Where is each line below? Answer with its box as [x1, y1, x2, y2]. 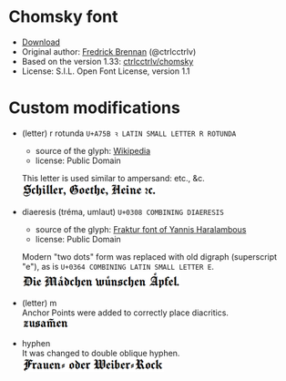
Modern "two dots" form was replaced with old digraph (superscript [21, 251, 278, 262]
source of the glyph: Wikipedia [35, 145, 151, 156]
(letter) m [21, 297, 57, 308]
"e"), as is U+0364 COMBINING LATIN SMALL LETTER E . [21, 261, 215, 272]
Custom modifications [8, 98, 181, 118]
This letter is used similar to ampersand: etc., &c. [21, 172, 206, 183]
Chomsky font [8, 6, 118, 27]
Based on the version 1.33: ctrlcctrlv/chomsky [21, 56, 194, 67]
